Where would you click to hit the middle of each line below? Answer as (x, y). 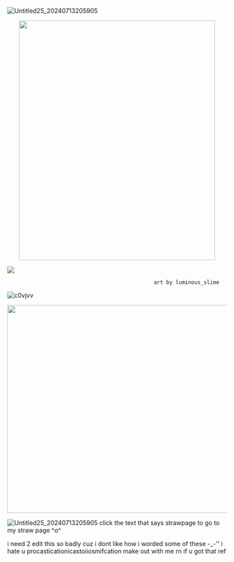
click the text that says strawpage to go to (159, 523)
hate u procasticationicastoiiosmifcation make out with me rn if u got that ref (117, 551)
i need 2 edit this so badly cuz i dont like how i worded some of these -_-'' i (115, 544)
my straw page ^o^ (34, 530)
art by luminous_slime (186, 282)
